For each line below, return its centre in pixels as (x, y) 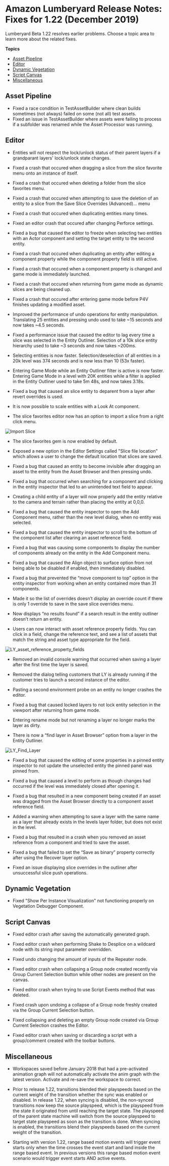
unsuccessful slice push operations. (50, 873)
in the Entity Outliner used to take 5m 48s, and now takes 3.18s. (78, 381)
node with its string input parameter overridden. (62, 949)
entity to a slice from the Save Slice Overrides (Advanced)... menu (81, 204)
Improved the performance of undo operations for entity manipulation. (86, 314)
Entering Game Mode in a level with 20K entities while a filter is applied (86, 376)
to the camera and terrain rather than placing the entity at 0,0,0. (79, 502)
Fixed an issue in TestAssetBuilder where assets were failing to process (87, 119)
